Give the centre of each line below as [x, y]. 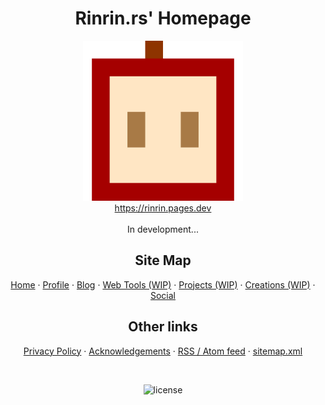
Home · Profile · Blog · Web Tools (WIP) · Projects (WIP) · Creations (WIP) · [163, 284]
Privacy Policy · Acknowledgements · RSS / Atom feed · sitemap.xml [163, 351]
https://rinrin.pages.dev [163, 208]
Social [163, 295]
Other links [163, 327]
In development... [163, 229]
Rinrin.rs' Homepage [163, 18]
